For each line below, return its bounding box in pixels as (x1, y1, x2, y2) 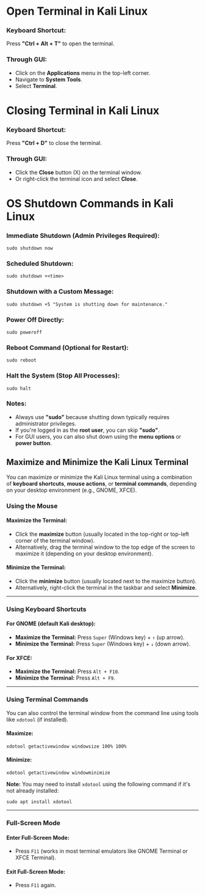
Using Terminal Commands (6, 696, 88, 704)
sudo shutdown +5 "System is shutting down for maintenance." (6, 301, 168, 307)
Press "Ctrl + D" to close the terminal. (6, 139, 102, 147)
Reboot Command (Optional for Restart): (6, 343, 129, 352)
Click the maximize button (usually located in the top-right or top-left (15, 530, 189, 538)
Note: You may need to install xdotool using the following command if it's (6, 781, 191, 787)
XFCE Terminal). (15, 854, 57, 861)
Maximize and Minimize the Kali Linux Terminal (6, 457, 189, 467)
